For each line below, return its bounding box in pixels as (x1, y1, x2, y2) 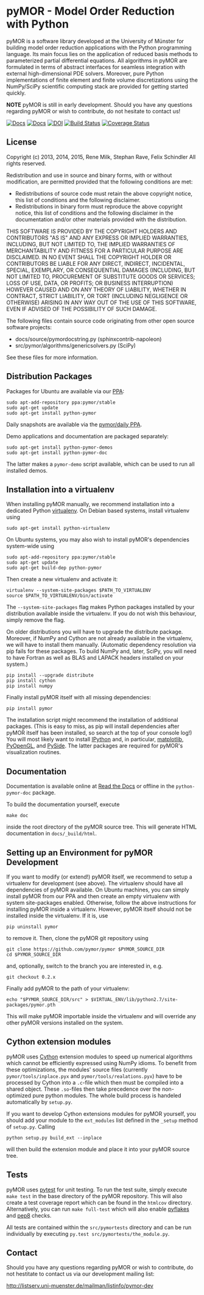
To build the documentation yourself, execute (6, 801, 120, 808)
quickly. (6, 89, 26, 96)
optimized (6, 1091, 32, 1099)
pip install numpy (6, 683, 53, 690)
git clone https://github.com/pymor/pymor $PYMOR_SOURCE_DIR (6, 946, 165, 952)
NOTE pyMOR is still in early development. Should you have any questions (6, 101, 193, 108)
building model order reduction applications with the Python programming (6, 44, 192, 51)
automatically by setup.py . (6, 1098, 73, 1105)
